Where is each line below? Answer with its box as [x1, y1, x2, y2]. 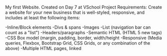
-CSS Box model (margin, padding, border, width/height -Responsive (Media [5, 35, 162, 41]
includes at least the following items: [5, 15, 80, 20]
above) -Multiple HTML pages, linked [5, 46, 81, 51]
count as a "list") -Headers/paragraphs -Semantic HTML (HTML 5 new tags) [5, 30, 162, 35]
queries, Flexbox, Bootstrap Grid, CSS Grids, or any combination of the [5, 40, 151, 46]
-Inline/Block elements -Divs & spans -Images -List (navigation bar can [5, 24, 151, 30]
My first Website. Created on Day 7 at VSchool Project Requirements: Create [5, 4, 162, 10]
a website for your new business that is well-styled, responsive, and [5, 9, 145, 15]
